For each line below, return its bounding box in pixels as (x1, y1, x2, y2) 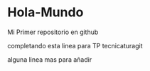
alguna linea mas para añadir (7, 55, 92, 64)
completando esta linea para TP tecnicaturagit (7, 41, 143, 50)
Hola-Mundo (7, 4, 84, 21)
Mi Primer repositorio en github (7, 28, 99, 36)
